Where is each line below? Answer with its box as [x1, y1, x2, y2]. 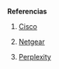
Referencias [7, 7, 47, 16]
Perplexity [18, 53, 51, 61]
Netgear [18, 37, 45, 46]
